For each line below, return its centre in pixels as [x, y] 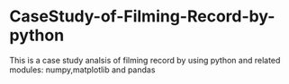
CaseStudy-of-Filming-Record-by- [142, 17]
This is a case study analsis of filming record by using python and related [145, 60]
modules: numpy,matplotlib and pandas [82, 70]
